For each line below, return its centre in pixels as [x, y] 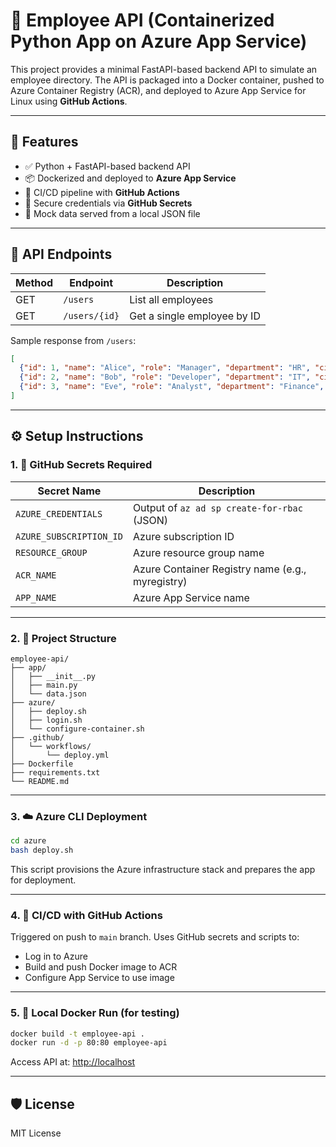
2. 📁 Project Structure [63, 638]
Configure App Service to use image [99, 978]
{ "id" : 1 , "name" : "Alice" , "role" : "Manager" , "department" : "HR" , [165, 368]
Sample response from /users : [73, 340]
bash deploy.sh [42, 850]
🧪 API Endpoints [61, 254]
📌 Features [44, 142]
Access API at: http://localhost [73, 1062]
